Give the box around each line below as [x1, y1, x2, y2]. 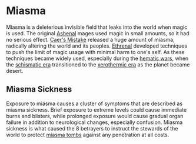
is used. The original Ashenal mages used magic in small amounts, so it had [6, 29, 190, 36]
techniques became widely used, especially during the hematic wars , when [6, 55, 189, 62]
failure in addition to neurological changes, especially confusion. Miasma [6, 119, 183, 126]
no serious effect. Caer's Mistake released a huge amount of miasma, [6, 36, 175, 43]
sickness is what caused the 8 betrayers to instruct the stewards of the [6, 125, 178, 132]
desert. [6, 67, 24, 74]
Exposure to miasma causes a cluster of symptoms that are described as [6, 100, 183, 107]
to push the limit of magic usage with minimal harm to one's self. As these [6, 48, 185, 55]
